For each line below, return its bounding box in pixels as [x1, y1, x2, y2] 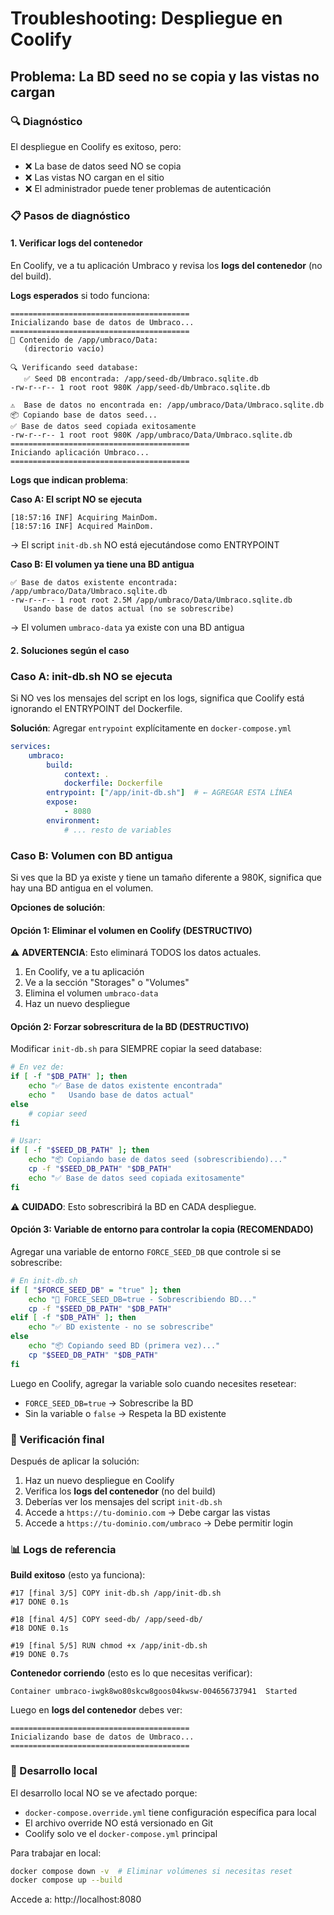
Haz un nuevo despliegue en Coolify [24, 1474, 175, 1486]
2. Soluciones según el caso [10, 644, 130, 656]
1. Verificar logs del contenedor [10, 237, 143, 249]
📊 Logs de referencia [10, 1542, 117, 1556]
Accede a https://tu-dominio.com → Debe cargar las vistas [24, 1506, 271, 1518]
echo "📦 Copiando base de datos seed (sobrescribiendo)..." [28, 1155, 288, 1165]
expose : [46, 797, 78, 807]
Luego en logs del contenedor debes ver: [10, 1704, 183, 1716]
